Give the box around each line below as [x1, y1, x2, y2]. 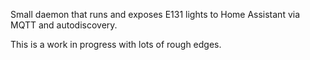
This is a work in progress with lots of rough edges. [10, 39, 222, 50]
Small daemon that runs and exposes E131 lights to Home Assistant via [10, 9, 301, 20]
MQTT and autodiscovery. [10, 19, 118, 31]
